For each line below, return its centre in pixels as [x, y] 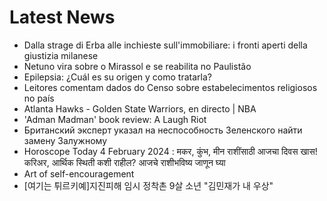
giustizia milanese [61, 55]
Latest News [62, 17]
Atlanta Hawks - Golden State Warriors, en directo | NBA [140, 108]
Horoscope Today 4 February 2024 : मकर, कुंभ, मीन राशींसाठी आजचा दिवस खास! [170, 151]
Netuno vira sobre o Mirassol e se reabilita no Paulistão [137, 66]
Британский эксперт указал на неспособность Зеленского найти [163, 130]
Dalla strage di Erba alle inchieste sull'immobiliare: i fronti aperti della [165, 45]
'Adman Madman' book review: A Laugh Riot [115, 119]
